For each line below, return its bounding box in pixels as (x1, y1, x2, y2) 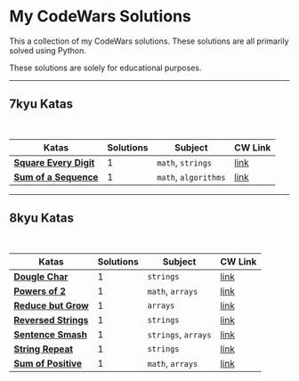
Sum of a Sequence (13, 171, 99, 183)
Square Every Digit (13, 156, 95, 168)
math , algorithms (157, 171, 226, 183)
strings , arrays (147, 328, 212, 340)
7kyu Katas (9, 96, 74, 112)
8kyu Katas (9, 211, 74, 226)
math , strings (157, 156, 213, 168)
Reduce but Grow (13, 299, 89, 312)
